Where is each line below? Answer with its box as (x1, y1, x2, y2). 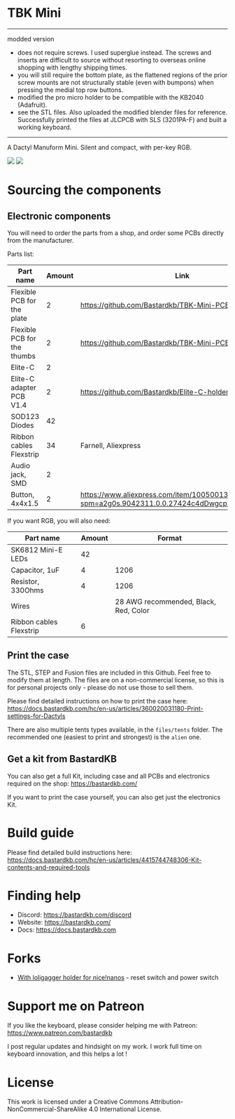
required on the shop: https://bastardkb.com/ (7, 779, 138, 788)
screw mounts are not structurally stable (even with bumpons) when (17, 78, 215, 86)
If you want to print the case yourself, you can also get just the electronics (7, 793, 221, 801)
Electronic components (7, 210, 111, 222)
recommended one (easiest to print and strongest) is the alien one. (7, 732, 201, 741)
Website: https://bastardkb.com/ (17, 918, 111, 927)
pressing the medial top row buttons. (17, 86, 124, 94)
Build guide (7, 825, 75, 840)
